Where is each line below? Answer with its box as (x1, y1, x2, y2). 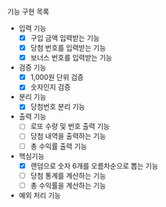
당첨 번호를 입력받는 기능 (30, 43, 106, 53)
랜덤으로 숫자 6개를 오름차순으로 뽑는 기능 (30, 161, 158, 170)
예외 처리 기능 (18, 191, 61, 200)
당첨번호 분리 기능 (30, 102, 85, 111)
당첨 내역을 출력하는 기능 (30, 132, 106, 141)
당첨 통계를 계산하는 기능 (30, 171, 106, 180)
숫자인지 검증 (30, 82, 71, 92)
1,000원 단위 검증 (30, 73, 84, 82)
